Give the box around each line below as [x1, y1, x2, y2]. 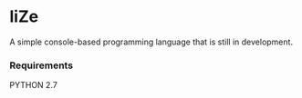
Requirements [9, 59, 74, 72]
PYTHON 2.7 [9, 80, 57, 91]
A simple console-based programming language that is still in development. [9, 36, 294, 47]
